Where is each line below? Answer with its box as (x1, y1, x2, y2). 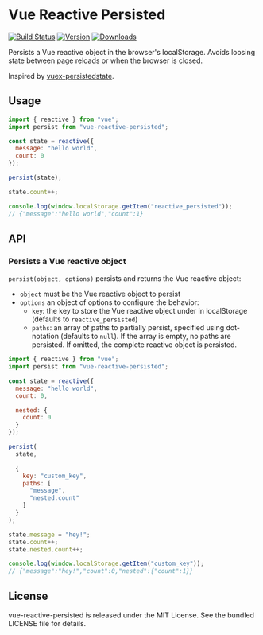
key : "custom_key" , (22, 472, 87, 480)
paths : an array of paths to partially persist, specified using (31, 323, 225, 333)
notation (31, 332, 60, 341)
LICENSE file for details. (8, 619, 87, 628)
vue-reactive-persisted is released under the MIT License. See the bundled (8, 610, 255, 620)
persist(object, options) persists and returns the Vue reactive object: (8, 274, 242, 283)
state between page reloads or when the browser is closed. (8, 56, 203, 65)
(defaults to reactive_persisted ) (31, 314, 138, 324)
